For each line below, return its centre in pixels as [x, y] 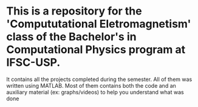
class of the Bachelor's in [71, 37]
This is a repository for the [74, 11]
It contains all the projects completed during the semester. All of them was [99, 79]
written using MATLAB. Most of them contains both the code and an [91, 85]
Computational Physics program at [96, 50]
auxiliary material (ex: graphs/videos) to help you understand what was [95, 92]
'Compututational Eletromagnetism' [99, 24]
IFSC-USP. [33, 63]
